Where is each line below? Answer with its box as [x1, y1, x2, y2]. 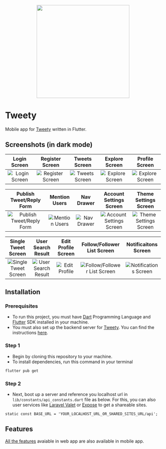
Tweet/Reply [10, 196, 41, 203]
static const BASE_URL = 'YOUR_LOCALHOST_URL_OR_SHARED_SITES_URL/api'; [5, 411, 158, 416]
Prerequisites [5, 303, 38, 310]
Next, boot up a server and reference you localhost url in [12, 391, 128, 397]
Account [103, 190, 124, 197]
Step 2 [5, 380, 21, 387]
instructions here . [12, 330, 48, 336]
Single [9, 238, 26, 245]
